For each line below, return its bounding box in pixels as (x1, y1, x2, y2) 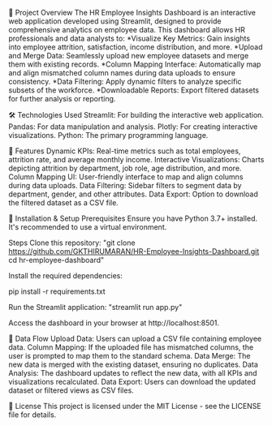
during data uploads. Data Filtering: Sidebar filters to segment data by (8, 181, 242, 190)
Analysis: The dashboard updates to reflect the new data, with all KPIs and (8, 368, 257, 377)
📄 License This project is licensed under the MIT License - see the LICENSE (8, 402, 261, 411)
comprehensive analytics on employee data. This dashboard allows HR (8, 25, 245, 34)
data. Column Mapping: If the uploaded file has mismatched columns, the (8, 342, 254, 352)
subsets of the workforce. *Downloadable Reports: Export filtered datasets (8, 85, 260, 95)
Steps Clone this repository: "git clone (8, 238, 136, 247)
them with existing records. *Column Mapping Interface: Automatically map (8, 59, 261, 69)
